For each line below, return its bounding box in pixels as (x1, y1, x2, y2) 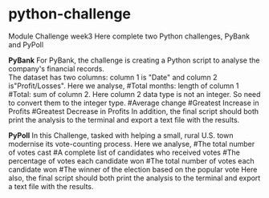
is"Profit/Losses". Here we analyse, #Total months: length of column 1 (8, 81, 239, 91)
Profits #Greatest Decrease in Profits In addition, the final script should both (8, 106, 259, 116)
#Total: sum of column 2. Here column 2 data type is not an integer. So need (8, 89, 261, 99)
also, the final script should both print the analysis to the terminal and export (8, 173, 261, 183)
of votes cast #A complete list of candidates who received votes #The (8, 147, 241, 157)
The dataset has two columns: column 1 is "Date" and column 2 (8, 72, 218, 82)
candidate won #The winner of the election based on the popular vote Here (8, 164, 258, 174)
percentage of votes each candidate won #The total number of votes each (8, 156, 255, 165)
